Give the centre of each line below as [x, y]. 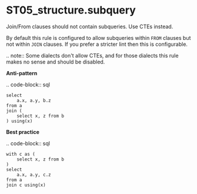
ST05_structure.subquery [71, 10]
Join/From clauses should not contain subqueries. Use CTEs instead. [90, 26]
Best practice [23, 132]
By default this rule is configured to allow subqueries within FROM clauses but [98, 38]
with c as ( [21, 154]
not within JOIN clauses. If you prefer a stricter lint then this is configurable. [97, 44]
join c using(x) [26, 185]
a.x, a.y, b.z [34, 101]
